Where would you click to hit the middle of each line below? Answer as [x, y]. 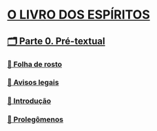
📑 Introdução [29, 101]
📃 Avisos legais [33, 83]
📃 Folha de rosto [35, 64]
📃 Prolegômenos [35, 119]
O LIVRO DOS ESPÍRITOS [78, 15]
